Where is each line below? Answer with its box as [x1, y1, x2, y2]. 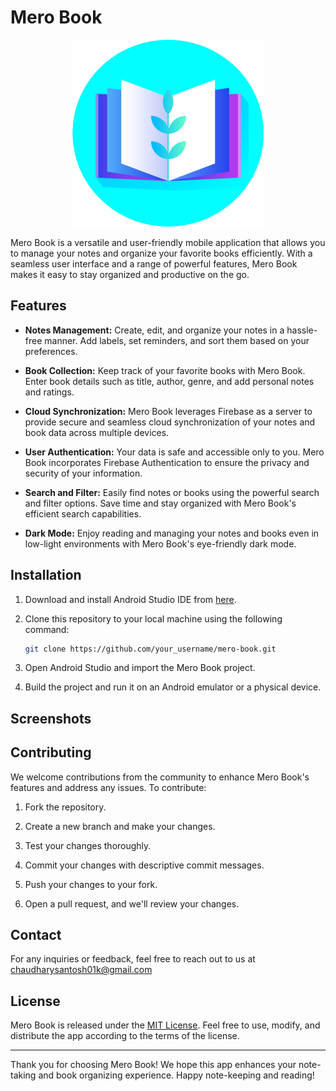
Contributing [10, 744, 92, 761]
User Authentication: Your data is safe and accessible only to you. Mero [24, 446, 325, 458]
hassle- [286, 324, 318, 336]
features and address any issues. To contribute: [10, 781, 207, 793]
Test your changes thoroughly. [24, 839, 152, 851]
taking [10, 1069, 37, 1081]
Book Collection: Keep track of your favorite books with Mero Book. [24, 364, 306, 376]
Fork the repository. [24, 801, 107, 813]
